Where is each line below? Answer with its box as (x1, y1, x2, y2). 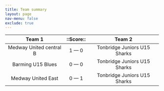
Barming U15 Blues (12, 61, 57, 68)
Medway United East (11, 75, 59, 82)
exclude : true (5, 20, 34, 26)
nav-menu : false (5, 16, 38, 21)
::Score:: (66, 36, 86, 43)
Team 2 (114, 36, 133, 43)
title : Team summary (5, 7, 47, 12)
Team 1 (25, 36, 44, 43)
